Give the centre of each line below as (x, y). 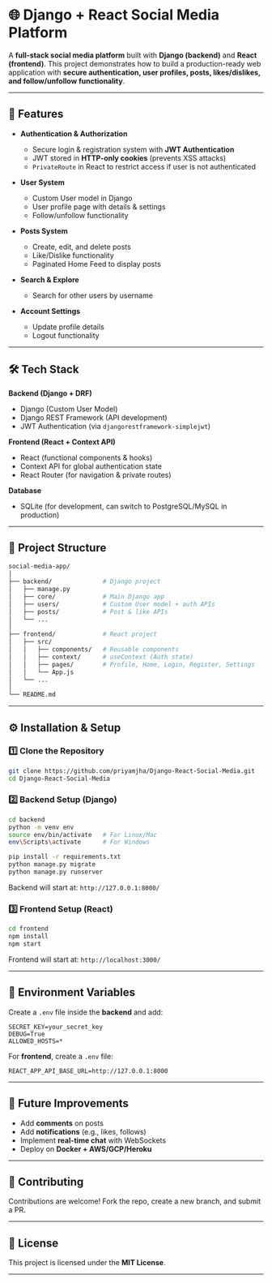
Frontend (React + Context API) (62, 442)
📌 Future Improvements (69, 1103)
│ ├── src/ (30, 642)
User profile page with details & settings (99, 206)
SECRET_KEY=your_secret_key (56, 1027)
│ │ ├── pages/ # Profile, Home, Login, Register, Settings (132, 664)
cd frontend (28, 929)
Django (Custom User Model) (69, 409)
